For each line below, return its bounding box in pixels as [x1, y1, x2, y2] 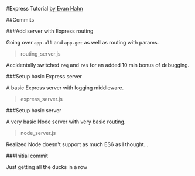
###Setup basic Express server [6, 73, 83, 80]
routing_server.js [20, 50, 61, 57]
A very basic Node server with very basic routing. [6, 118, 126, 125]
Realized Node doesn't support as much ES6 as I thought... [6, 141, 149, 148]
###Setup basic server [6, 107, 61, 113]
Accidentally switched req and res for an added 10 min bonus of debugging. [6, 61, 190, 68]
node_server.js [20, 130, 56, 136]
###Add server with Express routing [6, 27, 94, 34]
